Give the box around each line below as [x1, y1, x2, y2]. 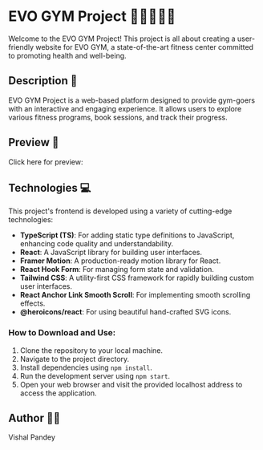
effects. [19, 298, 46, 308]
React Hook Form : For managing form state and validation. [19, 265, 214, 274]
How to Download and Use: [8, 327, 116, 339]
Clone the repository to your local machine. [19, 345, 163, 355]
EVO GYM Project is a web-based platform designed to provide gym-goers [8, 95, 255, 105]
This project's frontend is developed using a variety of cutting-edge [8, 206, 233, 216]
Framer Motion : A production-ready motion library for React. [19, 256, 221, 266]
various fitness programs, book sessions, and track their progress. [8, 112, 229, 122]
